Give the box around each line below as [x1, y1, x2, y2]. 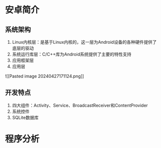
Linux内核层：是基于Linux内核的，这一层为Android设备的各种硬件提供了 [12, 39, 157, 45]
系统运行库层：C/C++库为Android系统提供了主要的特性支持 [12, 52, 132, 57]
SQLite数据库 [12, 114, 39, 120]
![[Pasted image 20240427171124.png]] [5, 74, 84, 79]
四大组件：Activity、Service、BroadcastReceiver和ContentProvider [12, 102, 148, 108]
